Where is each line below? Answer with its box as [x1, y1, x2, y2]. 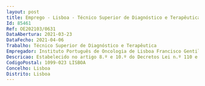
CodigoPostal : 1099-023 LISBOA [6, 59, 86, 65]
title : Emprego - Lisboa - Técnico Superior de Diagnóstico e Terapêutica [6, 15, 201, 21]
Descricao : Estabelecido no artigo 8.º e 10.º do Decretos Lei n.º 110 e [6, 54, 198, 60]
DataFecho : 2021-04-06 [6, 37, 64, 43]
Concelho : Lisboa [6, 65, 51, 71]
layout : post [6, 8, 40, 15]
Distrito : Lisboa [6, 71, 51, 77]
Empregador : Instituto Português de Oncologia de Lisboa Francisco [6, 48, 182, 55]
